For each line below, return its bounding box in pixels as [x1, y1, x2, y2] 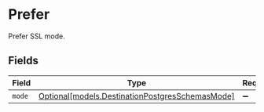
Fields [8, 54, 39, 67]
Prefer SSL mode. [8, 31, 65, 41]
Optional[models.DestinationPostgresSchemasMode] [38, 90, 236, 101]
